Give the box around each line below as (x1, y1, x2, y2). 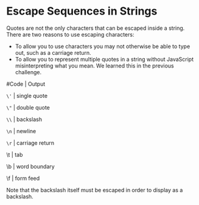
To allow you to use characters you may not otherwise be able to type (15, 43, 190, 50)
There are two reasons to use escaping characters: (6, 30, 134, 38)
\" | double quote (6, 103, 51, 111)
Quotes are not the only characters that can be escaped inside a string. (6, 24, 185, 32)
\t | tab (6, 151, 23, 158)
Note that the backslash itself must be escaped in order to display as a (6, 186, 183, 193)
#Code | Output (6, 80, 46, 88)
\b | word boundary (6, 162, 55, 170)
